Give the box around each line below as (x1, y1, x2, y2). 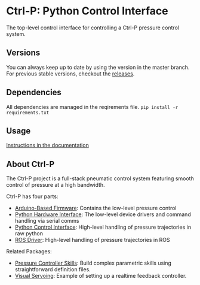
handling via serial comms (14, 217, 79, 225)
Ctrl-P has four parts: (6, 193, 59, 200)
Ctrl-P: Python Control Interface (6, 4, 168, 18)
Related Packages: (6, 248, 52, 255)
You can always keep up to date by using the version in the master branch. (6, 63, 190, 71)
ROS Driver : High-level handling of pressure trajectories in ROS (14, 237, 170, 244)
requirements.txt (6, 110, 50, 116)
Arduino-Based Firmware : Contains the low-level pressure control (14, 205, 177, 212)
